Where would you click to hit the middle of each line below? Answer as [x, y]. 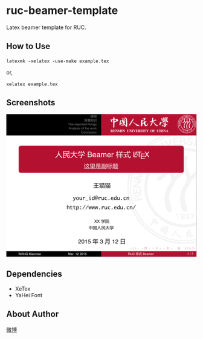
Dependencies [34, 274]
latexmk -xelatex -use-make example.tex [58, 61]
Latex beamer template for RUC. [46, 27]
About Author [33, 314]
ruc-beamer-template [62, 11]
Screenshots [31, 103]
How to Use [28, 46]
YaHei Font [29, 295]
